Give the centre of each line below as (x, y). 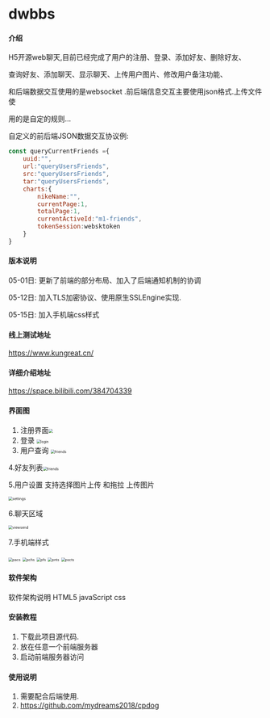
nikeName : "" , (59, 196)
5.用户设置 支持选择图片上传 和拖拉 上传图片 (81, 485)
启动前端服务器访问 (52, 657)
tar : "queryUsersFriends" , (66, 181)
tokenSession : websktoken (79, 227)
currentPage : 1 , (63, 204)
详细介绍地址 (29, 372)
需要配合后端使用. (49, 696)
